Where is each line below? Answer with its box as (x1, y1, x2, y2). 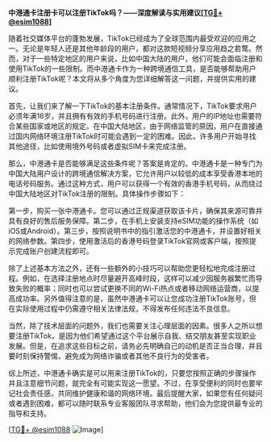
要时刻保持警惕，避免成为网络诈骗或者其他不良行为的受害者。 (8, 351, 214, 361)
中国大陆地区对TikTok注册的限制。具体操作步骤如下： (8, 189, 186, 198)
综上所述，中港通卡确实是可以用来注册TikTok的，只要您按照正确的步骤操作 (8, 369, 256, 377)
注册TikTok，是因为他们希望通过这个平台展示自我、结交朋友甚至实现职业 (15, 331, 256, 340)
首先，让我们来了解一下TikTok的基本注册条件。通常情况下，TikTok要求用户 (8, 101, 257, 110)
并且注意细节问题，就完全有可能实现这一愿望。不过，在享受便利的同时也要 (8, 378, 256, 388)
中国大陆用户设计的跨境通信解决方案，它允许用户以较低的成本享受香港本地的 (8, 169, 263, 178)
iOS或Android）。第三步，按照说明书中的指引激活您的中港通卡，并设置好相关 (8, 226, 262, 236)
